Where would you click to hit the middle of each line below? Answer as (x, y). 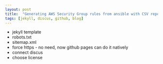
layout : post (18, 9)
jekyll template (26, 32)
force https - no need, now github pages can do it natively (70, 47)
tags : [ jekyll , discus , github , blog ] (44, 18)
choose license (27, 58)
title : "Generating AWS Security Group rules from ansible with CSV (77, 14)
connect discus (27, 52)
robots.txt (22, 37)
